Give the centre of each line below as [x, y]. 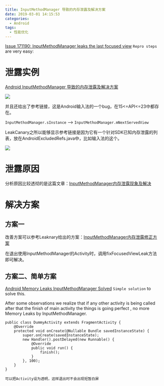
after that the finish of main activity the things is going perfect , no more [77, 308]
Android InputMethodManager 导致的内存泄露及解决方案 [62, 87]
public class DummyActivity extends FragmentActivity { [63, 322]
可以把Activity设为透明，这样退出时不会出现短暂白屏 [52, 379]
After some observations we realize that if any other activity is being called [80, 303]
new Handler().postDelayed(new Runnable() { [69, 339]
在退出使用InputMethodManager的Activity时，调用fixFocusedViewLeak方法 [81, 253]
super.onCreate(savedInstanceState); [61, 335]
